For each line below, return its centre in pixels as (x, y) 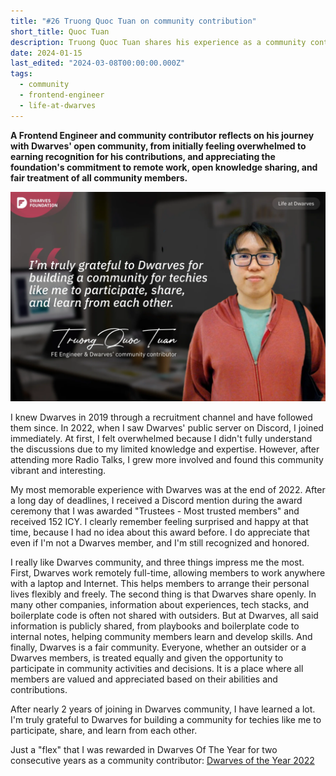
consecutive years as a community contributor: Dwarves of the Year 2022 (162, 761)
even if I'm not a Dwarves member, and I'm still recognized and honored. (160, 543)
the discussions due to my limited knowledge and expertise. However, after (165, 449)
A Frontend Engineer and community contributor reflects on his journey (162, 135)
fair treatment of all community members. (99, 177)
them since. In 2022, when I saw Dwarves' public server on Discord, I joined (167, 428)
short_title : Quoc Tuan (60, 31)
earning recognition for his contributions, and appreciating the (143, 156)
